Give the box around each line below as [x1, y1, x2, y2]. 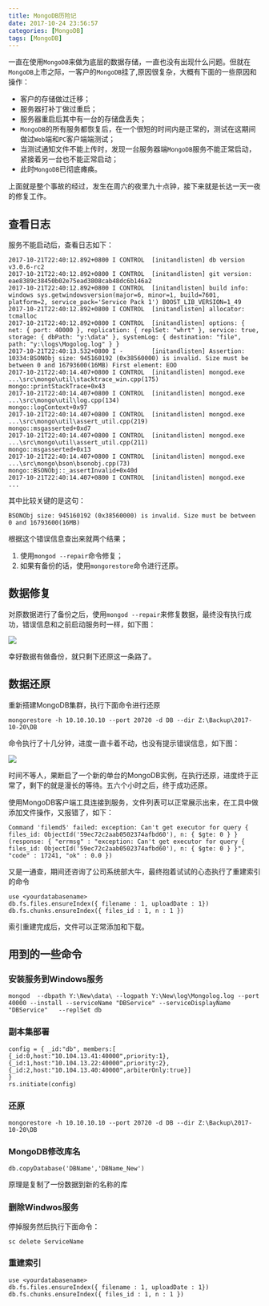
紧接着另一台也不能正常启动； [19, 154, 118, 164]
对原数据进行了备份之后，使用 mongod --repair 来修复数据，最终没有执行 [8, 609, 245, 619]
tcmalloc [8, 312, 38, 321]
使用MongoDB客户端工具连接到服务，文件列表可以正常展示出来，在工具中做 [8, 797, 259, 807]
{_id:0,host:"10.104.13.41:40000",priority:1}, [8, 1052, 171, 1060]
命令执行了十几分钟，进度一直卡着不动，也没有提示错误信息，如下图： [8, 738, 240, 748]
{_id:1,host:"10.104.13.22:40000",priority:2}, [8, 1059, 171, 1067]
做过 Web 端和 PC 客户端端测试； [19, 134, 116, 144]
